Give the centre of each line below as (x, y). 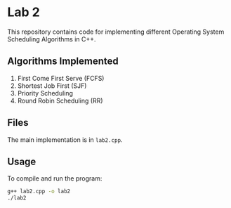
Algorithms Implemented (63, 61)
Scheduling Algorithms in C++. (52, 39)
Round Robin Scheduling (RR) (60, 100)
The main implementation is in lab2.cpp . (65, 139)
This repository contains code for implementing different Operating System (116, 32)
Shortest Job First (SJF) (52, 86)
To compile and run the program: (55, 178)
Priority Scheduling (45, 93)
